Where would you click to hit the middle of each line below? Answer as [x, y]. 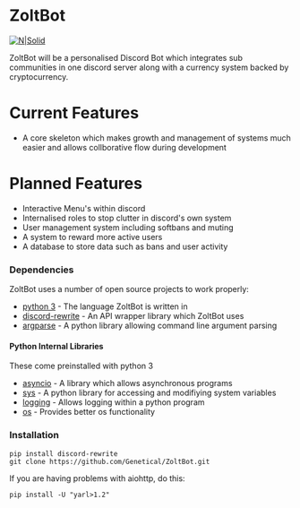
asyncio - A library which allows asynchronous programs [127, 383]
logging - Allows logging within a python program [113, 402]
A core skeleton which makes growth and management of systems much [156, 138]
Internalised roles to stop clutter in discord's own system [127, 218]
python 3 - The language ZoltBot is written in [105, 306]
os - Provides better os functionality [88, 412]
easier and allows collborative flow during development [124, 147]
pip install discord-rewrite [64, 453]
